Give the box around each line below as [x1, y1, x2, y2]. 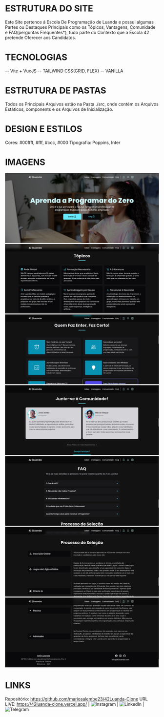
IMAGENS [5, 157, 45, 167]
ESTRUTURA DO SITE [5, 3, 94, 14]
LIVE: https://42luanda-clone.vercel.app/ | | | [5, 701, 144, 707]
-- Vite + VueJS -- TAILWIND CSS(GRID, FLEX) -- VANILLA [5, 68, 123, 74]
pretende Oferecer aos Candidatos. [5, 35, 77, 41]
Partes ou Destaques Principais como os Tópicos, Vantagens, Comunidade [5, 24, 156, 30]
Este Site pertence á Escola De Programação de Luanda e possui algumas [5, 19, 154, 25]
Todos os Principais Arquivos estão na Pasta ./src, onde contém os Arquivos [5, 101, 159, 107]
